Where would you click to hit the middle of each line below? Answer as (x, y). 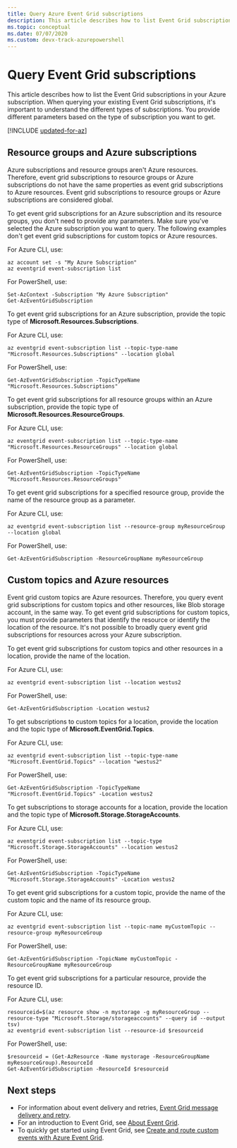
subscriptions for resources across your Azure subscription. (95, 635)
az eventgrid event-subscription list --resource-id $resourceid (105, 1030)
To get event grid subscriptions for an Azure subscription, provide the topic (117, 314)
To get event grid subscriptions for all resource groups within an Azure (110, 399)
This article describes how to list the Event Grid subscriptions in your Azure (117, 94)
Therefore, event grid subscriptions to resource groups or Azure (101, 177)
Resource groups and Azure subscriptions (102, 153)
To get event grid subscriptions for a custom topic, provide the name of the (116, 892)
